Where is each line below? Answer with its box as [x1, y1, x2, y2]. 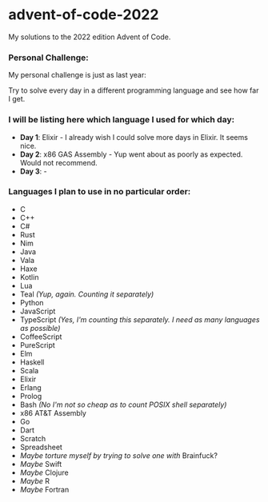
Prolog [19, 391, 42, 400]
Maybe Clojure [19, 468, 70, 477]
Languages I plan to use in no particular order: [8, 186, 191, 197]
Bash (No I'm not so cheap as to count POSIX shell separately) [19, 400, 227, 409]
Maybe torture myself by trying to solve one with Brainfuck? [19, 450, 218, 460]
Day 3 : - [19, 166, 47, 176]
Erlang [19, 382, 42, 392]
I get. [8, 94, 26, 104]
